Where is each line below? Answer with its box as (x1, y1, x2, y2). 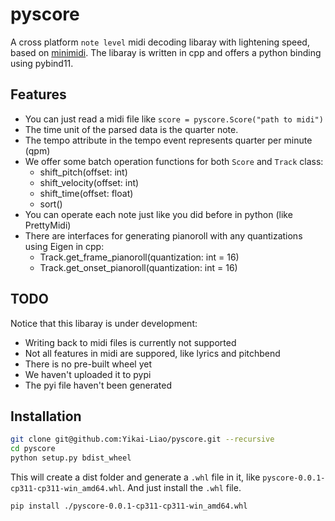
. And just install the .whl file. (121, 482, 242, 493)
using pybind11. (10, 57, 74, 69)
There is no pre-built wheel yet (24, 358, 153, 370)
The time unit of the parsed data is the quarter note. (24, 123, 239, 135)
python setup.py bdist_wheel (10, 453, 132, 463)
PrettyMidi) (24, 219, 72, 231)
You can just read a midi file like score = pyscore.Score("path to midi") (24, 113, 324, 125)
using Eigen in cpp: (24, 240, 105, 252)
